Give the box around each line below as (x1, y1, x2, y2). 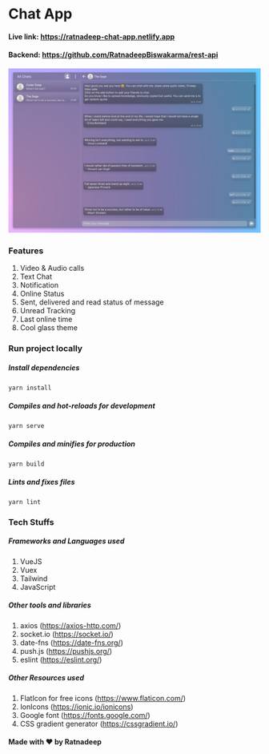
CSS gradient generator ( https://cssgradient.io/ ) (19, 719, 179, 728)
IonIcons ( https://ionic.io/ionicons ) (19, 702, 134, 712)
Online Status (19, 289, 65, 299)
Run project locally (8, 343, 82, 353)
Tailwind (19, 574, 48, 583)
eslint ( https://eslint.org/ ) (19, 655, 102, 664)
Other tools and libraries (8, 600, 92, 610)
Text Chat (19, 272, 52, 281)
